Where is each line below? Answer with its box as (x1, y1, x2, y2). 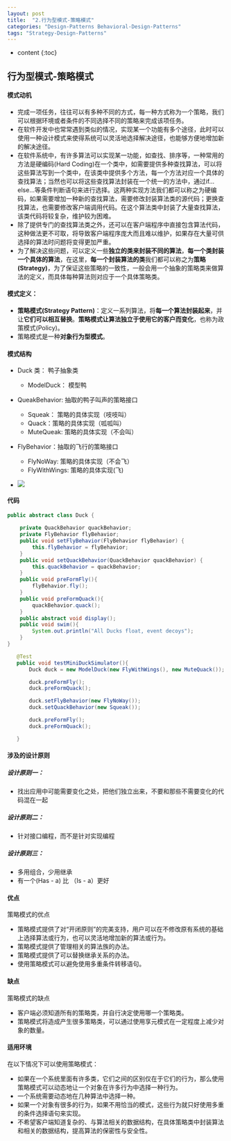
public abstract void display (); (19, 615, 117, 621)
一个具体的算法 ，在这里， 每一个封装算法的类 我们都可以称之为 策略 (17, 255, 206, 264)
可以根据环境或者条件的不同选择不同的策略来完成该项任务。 (17, 116, 188, 125)
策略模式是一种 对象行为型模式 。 (17, 332, 109, 341)
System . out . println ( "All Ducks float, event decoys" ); (32, 628, 194, 635)
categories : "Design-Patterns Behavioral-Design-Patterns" (7, 23, 182, 30)
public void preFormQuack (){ (19, 595, 104, 602)
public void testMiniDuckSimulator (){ (16, 660, 129, 667)
